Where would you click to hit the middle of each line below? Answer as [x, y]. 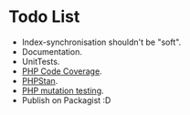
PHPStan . [40, 80]
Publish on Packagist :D [66, 100]
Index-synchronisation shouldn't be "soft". [101, 42]
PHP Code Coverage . [62, 71]
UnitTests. [41, 61]
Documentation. [52, 51]
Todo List [44, 17]
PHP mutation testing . [63, 90]
